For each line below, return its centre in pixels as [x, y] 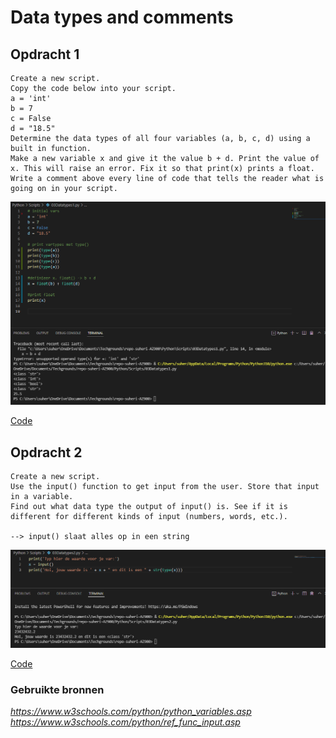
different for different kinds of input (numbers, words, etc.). [149, 517]
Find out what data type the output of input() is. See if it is [149, 507]
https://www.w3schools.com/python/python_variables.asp [131, 712]
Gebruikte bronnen [57, 690]
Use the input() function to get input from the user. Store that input [165, 487]
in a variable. [42, 497]
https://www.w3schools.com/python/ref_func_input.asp [125, 722]
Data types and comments [122, 17]
